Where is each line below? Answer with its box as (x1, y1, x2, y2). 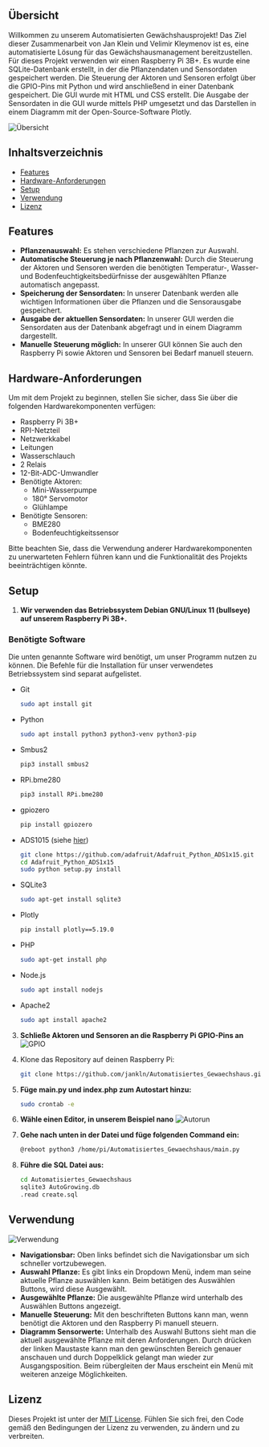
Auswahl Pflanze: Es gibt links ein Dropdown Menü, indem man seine (19, 1267, 251, 1277)
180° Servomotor (31, 494, 88, 504)
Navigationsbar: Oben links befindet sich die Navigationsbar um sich (19, 1249, 250, 1259)
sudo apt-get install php (19, 956, 107, 964)
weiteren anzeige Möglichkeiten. (19, 1369, 128, 1379)
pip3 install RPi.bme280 (19, 790, 104, 799)
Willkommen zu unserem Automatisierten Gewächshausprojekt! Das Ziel (8, 30, 247, 39)
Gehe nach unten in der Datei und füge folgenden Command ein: (19, 1130, 239, 1140)
